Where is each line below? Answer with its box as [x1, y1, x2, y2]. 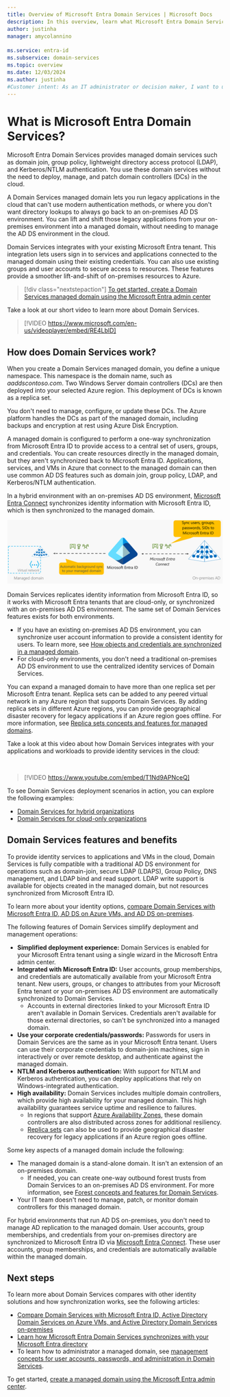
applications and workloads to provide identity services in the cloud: [7, 747, 200, 755]
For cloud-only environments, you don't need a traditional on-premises [16, 654, 217, 663]
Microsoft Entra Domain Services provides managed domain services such [7, 151, 218, 159]
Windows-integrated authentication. [16, 1081, 119, 1089]
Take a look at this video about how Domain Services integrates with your [7, 739, 214, 747]
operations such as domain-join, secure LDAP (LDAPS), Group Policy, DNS [7, 867, 217, 875]
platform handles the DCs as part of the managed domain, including [7, 415, 199, 423]
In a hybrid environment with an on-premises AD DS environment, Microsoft [7, 492, 221, 500]
